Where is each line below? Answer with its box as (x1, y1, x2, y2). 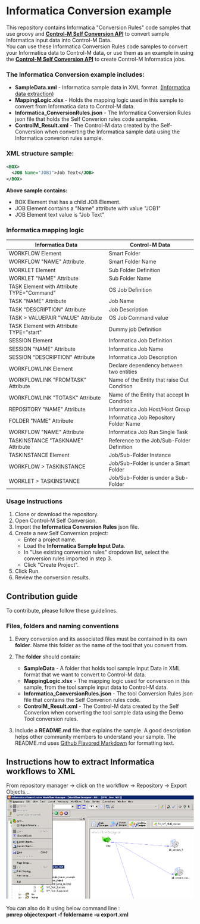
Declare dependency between (108, 362, 183, 369)
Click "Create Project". (23, 561, 79, 569)
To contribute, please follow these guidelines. (6, 607, 118, 614)
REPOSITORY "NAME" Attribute (8, 405, 86, 413)
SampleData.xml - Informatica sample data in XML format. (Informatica (14, 84, 190, 91)
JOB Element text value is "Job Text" (14, 211, 105, 218)
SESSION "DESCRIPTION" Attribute (8, 353, 95, 361)
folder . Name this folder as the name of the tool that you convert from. (14, 642, 188, 649)
